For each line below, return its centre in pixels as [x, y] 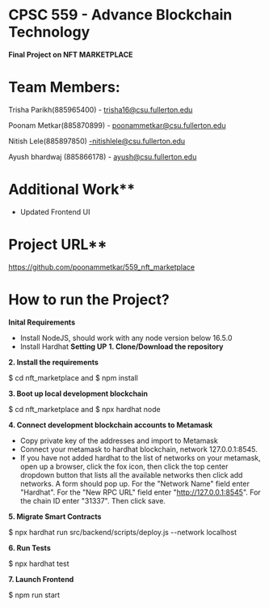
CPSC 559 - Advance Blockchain [120, 15]
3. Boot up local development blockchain [78, 393]
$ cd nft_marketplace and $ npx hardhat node [84, 409]
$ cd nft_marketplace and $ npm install [74, 377]
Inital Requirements [42, 322]
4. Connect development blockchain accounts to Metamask [111, 425]
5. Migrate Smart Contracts [55, 517]
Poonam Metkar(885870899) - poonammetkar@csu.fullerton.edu [117, 125]
